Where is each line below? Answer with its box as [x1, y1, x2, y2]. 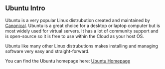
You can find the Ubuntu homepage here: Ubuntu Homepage [5, 57, 131, 64]
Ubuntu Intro [5, 4, 46, 12]
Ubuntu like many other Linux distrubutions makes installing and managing [5, 42, 159, 49]
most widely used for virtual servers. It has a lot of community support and [5, 27, 159, 34]
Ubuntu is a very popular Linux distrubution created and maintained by [5, 17, 151, 23]
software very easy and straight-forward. [5, 48, 90, 54]
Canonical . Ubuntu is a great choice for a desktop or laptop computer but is [5, 22, 161, 28]
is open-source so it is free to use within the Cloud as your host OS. [5, 33, 145, 39]
